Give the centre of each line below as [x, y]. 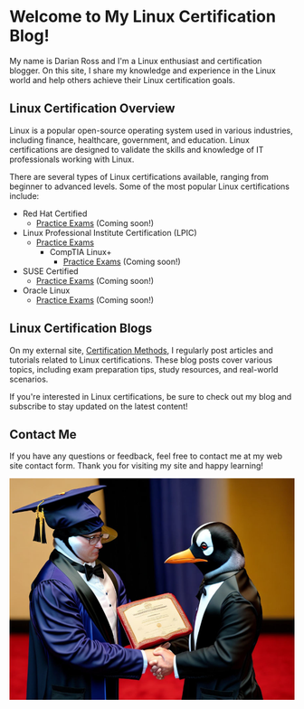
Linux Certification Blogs [81, 329]
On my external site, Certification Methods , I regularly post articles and [142, 350]
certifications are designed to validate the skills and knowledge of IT [137, 149]
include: [24, 195]
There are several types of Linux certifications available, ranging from [139, 176]
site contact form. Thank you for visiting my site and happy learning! [137, 466]
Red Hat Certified [55, 213]
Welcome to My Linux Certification [142, 17]
